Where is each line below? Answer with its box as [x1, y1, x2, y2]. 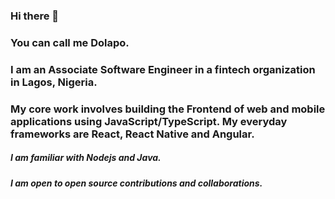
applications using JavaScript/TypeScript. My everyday [10, 114, 288, 128]
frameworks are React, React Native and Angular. [10, 127, 255, 141]
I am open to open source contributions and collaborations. [10, 177, 263, 189]
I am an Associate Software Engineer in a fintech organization [10, 62, 316, 76]
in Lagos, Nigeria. [10, 75, 98, 89]
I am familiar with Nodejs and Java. [10, 152, 162, 164]
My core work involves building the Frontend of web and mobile [10, 102, 326, 116]
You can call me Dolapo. [10, 35, 130, 49]
